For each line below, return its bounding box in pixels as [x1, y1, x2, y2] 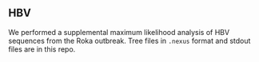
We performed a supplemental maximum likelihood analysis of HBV [8, 27, 230, 37]
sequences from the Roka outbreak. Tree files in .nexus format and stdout [8, 36, 251, 45]
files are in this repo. [8, 44, 76, 54]
